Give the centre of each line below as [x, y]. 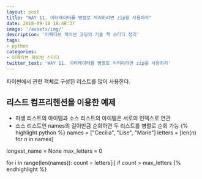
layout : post [23, 12]
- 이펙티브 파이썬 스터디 [33, 57]
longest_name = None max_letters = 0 [54, 151]
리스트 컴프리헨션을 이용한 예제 [61, 102]
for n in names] [34, 139]
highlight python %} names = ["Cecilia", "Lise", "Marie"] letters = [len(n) [106, 133]
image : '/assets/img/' [35, 29]
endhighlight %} [27, 169]
